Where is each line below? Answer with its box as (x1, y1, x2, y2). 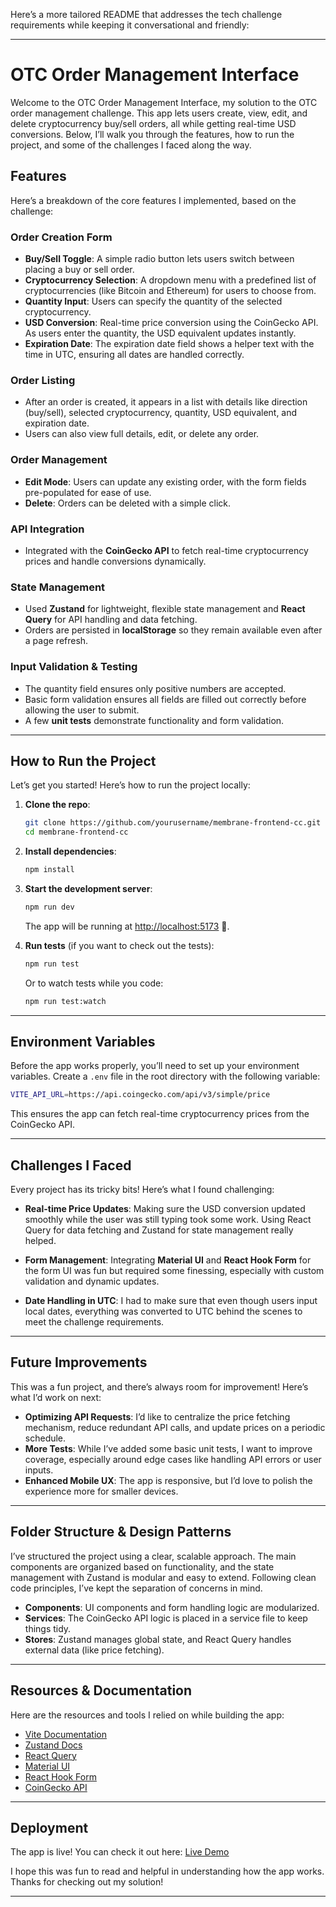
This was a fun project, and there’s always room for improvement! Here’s (10, 1380, 309, 1393)
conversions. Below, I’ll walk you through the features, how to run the (10, 128, 295, 140)
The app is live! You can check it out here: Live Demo (10, 1846, 230, 1858)
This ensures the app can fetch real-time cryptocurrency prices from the (10, 1108, 310, 1120)
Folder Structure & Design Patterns (10, 1524, 232, 1541)
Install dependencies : (24, 845, 117, 858)
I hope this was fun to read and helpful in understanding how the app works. (10, 1865, 325, 1878)
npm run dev (24, 902, 75, 912)
